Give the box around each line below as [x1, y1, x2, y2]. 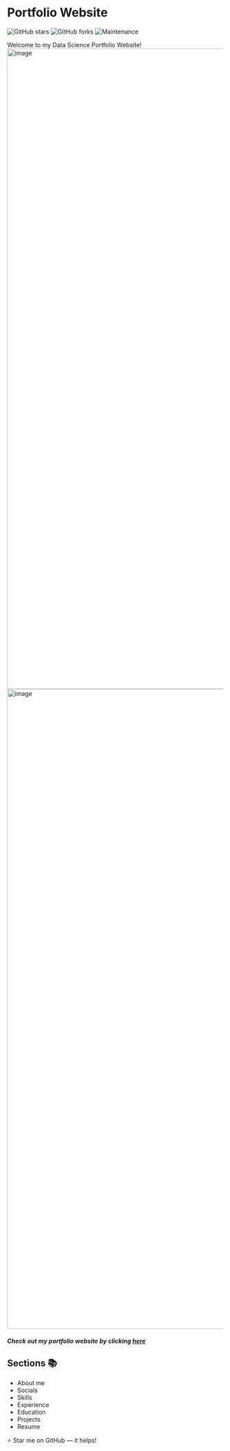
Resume [16, 1423, 40, 1431]
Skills [16, 1393, 33, 1402]
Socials [16, 1386, 38, 1395]
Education [16, 1408, 46, 1416]
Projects [16, 1415, 41, 1424]
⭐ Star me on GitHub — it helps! [7, 1437, 97, 1445]
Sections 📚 [7, 1357, 57, 1369]
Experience [16, 1401, 49, 1409]
